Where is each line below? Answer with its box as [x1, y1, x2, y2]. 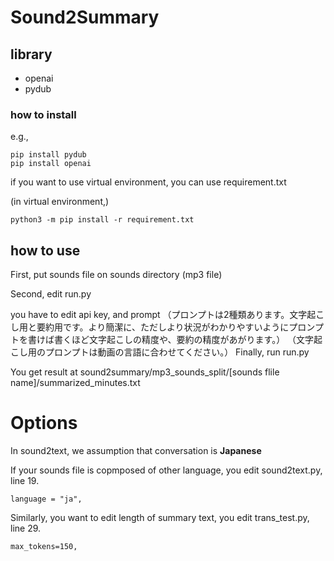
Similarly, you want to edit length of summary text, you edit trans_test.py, [10, 512, 310, 524]
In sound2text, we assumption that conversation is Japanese [10, 445, 262, 457]
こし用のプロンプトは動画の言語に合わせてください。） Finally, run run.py [10, 346, 310, 358]
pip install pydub [10, 150, 87, 160]
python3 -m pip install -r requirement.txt [10, 215, 195, 225]
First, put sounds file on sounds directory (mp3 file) [10, 269, 223, 281]
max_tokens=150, [10, 542, 78, 552]
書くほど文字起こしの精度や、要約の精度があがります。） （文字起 [53, 334, 323, 346]
